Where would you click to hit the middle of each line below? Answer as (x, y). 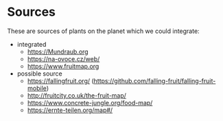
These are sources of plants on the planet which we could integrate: (104, 31)
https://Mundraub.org (58, 52)
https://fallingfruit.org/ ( (60, 80)
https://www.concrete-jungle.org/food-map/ (90, 102)
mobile (37, 88)
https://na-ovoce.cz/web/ (63, 58)
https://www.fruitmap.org (63, 66)
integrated (32, 44)
